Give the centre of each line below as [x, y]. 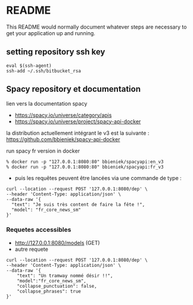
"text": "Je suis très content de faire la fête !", [78, 204]
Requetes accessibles [39, 230]
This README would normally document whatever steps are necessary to [96, 27]
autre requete [32, 249]
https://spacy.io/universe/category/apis [63, 115]
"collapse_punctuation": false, [57, 286]
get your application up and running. [51, 33]
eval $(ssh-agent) [29, 66]
